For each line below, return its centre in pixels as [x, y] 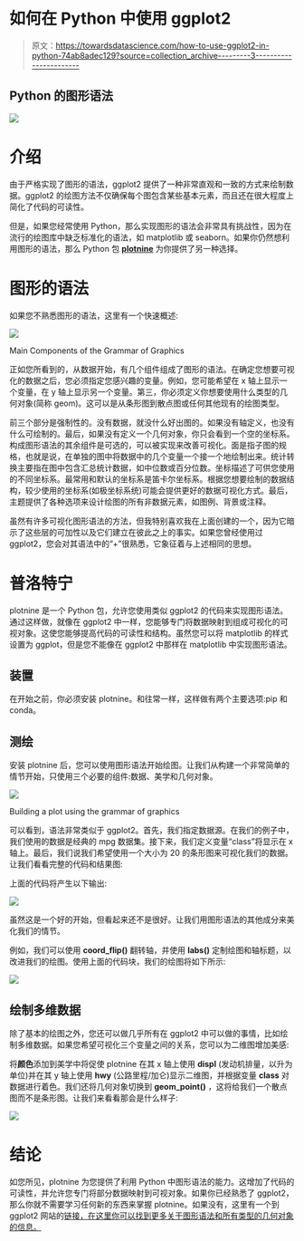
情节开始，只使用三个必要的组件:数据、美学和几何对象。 [114, 776]
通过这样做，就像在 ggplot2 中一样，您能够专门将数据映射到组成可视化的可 [149, 621]
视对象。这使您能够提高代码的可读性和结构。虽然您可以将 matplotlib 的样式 [149, 633]
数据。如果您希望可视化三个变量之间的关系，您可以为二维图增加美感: [161, 1044]
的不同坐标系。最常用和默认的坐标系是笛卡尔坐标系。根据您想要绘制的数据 [148, 479]
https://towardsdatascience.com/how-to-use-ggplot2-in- [162, 45]
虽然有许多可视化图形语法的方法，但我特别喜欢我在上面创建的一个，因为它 [148, 521]
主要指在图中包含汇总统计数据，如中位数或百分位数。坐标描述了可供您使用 [156, 467]
